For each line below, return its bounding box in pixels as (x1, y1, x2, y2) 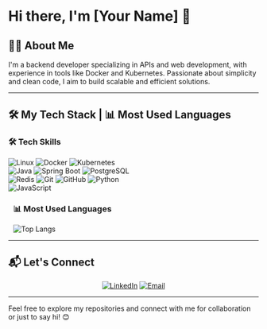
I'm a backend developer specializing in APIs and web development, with (8, 60, 248, 69)
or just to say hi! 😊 (8, 312, 70, 321)
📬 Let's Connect (8, 256, 95, 269)
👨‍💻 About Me (8, 39, 75, 52)
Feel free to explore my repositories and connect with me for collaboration (8, 304, 251, 313)
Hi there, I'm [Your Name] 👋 (8, 7, 192, 25)
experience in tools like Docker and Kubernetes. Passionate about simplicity (8, 68, 257, 78)
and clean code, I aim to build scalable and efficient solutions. (8, 77, 211, 86)
